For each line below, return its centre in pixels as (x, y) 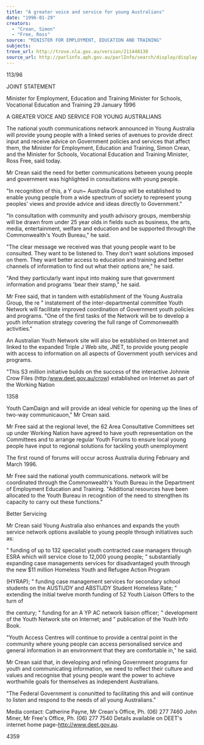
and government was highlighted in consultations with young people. (93, 179)
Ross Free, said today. (34, 161)
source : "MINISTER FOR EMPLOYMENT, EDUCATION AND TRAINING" (84, 40)
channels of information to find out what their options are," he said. (90, 266)
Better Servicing (26, 514)
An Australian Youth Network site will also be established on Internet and (97, 340)
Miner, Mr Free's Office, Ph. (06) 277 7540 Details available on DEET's (94, 718)
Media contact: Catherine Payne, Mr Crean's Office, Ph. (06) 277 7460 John (102, 711)
